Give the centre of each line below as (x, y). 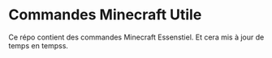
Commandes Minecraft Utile (105, 15)
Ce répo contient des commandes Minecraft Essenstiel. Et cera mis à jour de (136, 37)
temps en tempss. (39, 45)
